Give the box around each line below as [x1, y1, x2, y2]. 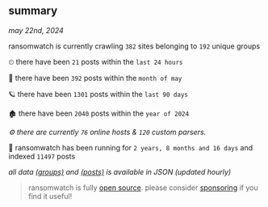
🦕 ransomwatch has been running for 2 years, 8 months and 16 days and [8, 142, 253, 152]
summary [8, 4, 58, 18]
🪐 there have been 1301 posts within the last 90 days [8, 89, 188, 99]
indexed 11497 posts [8, 151, 76, 161]
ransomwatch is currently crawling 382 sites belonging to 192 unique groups [8, 41, 261, 51]
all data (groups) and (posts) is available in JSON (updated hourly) [8, 167, 232, 176]
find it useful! [27, 191, 73, 201]
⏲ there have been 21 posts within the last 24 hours [8, 57, 183, 66]
